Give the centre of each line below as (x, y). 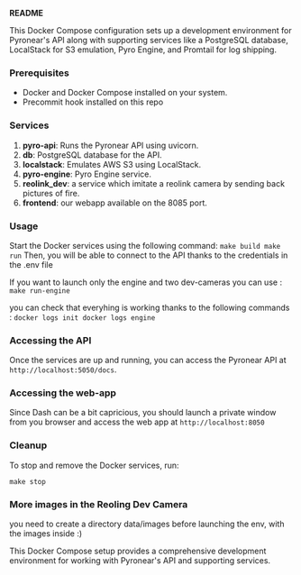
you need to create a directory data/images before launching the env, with (147, 524)
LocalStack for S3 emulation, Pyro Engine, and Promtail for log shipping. (143, 50)
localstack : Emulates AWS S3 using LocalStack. (112, 164)
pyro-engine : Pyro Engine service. (87, 174)
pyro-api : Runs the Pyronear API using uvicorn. (110, 145)
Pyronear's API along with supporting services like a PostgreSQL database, (149, 40)
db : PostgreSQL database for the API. (92, 155)
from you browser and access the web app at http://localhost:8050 (137, 422)
